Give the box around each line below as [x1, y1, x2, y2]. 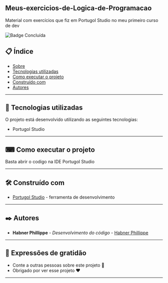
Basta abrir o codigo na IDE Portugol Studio [5, 159, 95, 165]
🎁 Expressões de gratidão [5, 249, 86, 258]
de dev [5, 22, 20, 28]
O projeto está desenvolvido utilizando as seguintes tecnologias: [5, 117, 138, 123]
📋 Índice [5, 47, 33, 56]
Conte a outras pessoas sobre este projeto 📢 [12, 262, 105, 268]
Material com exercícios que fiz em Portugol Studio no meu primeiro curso [5, 17, 158, 23]
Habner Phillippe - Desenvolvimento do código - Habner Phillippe [12, 230, 148, 236]
